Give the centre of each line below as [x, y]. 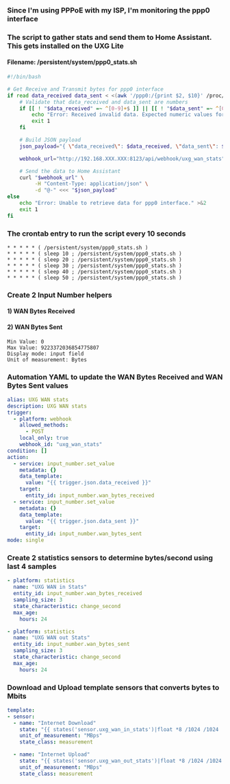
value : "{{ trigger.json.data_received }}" [88, 483]
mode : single [26, 540]
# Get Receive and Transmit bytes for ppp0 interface [86, 89]
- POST [35, 432]
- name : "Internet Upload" [52, 754]
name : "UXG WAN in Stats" [50, 587]
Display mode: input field [46, 354]
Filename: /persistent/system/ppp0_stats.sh [72, 62]
